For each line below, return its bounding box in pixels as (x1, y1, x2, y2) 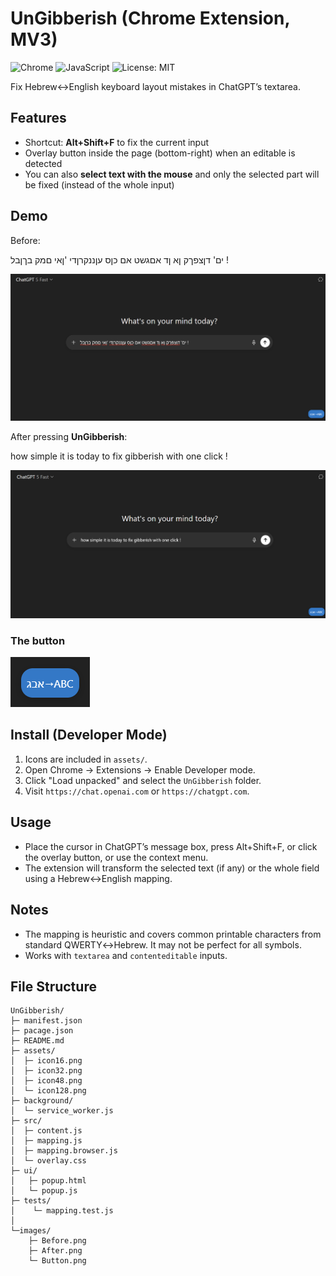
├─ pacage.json (10, 1026, 74, 1036)
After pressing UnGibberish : (10, 431, 128, 443)
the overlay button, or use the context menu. (24, 851, 209, 863)
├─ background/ (10, 1096, 74, 1106)
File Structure (10, 978, 97, 995)
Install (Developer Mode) (10, 727, 168, 744)
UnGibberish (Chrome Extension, (10, 7, 290, 30)
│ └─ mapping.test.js (10, 1206, 114, 1216)
